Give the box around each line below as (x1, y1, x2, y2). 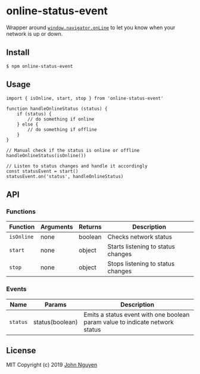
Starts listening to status (107, 242, 176, 251)
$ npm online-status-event (6, 63, 73, 69)
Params (44, 300, 67, 308)
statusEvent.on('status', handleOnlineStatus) (6, 173, 124, 179)
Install (6, 48, 30, 58)
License (6, 345, 36, 356)
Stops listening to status (107, 260, 175, 268)
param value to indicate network (83, 317, 174, 326)
